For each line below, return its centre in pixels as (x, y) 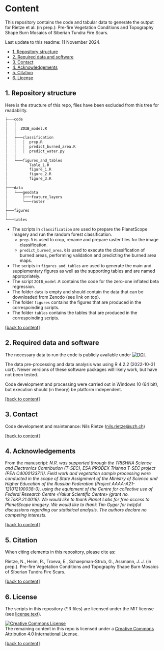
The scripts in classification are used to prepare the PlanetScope (80, 229)
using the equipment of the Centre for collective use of (97, 489)
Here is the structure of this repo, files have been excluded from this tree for (82, 105)
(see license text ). (23, 614)
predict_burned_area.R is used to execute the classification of (82, 250)
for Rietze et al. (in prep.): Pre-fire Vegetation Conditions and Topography (79, 27)
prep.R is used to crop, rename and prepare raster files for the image (89, 239)
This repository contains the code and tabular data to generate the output (79, 22)
